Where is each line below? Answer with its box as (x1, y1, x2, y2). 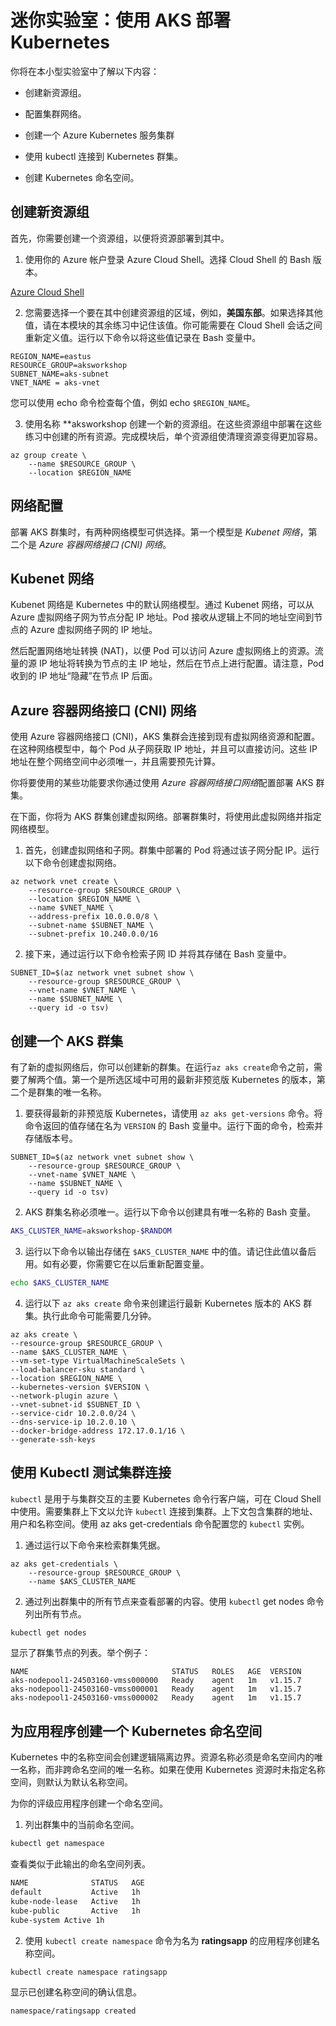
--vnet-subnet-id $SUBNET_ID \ (10, 1399, 141, 1410)
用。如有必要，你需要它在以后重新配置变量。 (24, 1257, 210, 1270)
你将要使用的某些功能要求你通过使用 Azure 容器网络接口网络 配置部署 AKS (10, 777, 314, 789)
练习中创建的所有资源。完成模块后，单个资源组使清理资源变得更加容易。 (24, 430, 323, 442)
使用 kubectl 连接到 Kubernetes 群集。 (24, 150, 184, 162)
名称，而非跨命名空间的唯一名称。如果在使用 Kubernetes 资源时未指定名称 (18, 1764, 326, 1776)
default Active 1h (10, 1887, 141, 1897)
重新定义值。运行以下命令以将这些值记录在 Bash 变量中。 (24, 331, 262, 343)
